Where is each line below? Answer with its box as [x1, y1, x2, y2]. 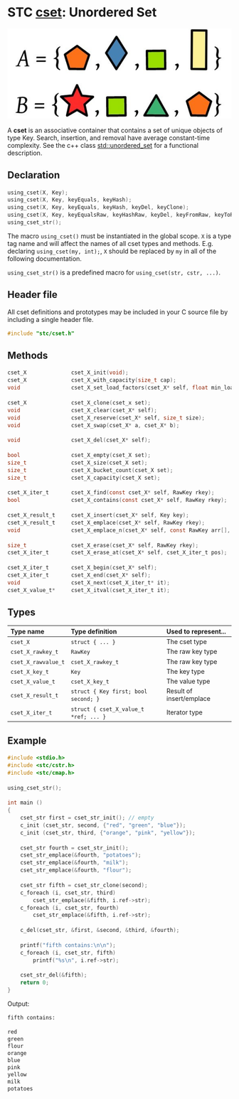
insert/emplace [166, 695, 211, 703]
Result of [166, 687, 193, 695]
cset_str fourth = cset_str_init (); [20, 844, 129, 852]
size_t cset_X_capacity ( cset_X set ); [7, 474, 161, 481]
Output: [7, 999, 30, 1008]
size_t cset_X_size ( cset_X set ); [7, 459, 148, 466]
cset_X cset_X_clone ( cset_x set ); [7, 399, 152, 406]
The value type [166, 677, 211, 686]
